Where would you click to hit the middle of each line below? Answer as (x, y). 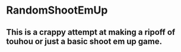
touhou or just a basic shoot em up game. (84, 41)
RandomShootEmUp (57, 10)
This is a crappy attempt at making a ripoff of (91, 32)
